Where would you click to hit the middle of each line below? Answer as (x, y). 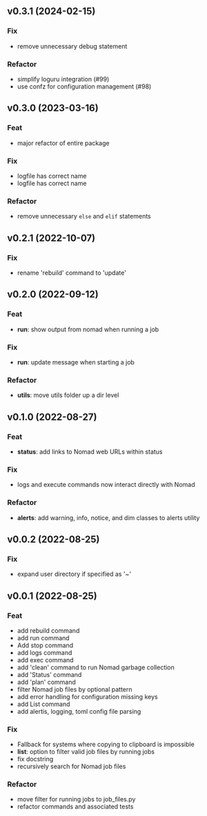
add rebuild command (48, 630)
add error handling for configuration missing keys (87, 696)
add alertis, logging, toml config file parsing (79, 711)
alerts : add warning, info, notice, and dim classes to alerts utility (108, 517)
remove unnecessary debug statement (72, 46)
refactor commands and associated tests (75, 807)
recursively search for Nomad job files (71, 766)
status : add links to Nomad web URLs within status (90, 452)
